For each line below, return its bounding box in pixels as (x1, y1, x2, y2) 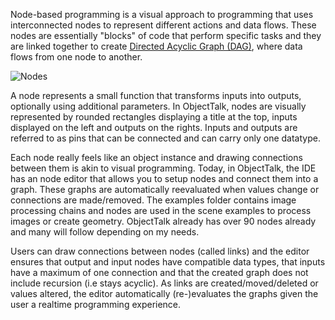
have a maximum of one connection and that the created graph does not (10, 267, 309, 278)
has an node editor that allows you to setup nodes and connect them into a (10, 173, 319, 184)
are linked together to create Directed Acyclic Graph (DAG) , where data (10, 40, 303, 52)
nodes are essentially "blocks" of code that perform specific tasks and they (10, 30, 322, 41)
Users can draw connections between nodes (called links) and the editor (10, 245, 310, 257)
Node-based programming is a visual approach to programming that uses (10, 9, 314, 20)
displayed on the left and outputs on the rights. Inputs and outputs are (10, 122, 298, 133)
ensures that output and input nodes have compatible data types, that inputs (10, 256, 326, 268)
